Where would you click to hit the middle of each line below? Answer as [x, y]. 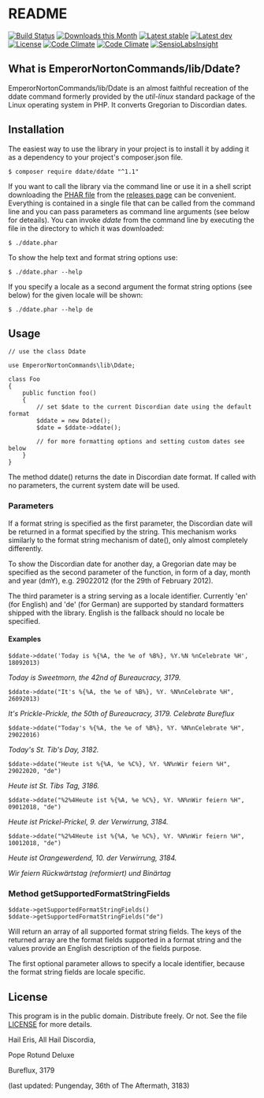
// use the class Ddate [47, 352]
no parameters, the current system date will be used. [94, 485]
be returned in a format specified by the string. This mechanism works [123, 531]
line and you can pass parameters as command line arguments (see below [129, 211]
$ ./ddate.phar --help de [50, 309]
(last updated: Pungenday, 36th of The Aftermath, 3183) [99, 1085]
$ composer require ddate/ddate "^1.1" [74, 172]
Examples [25, 639]
